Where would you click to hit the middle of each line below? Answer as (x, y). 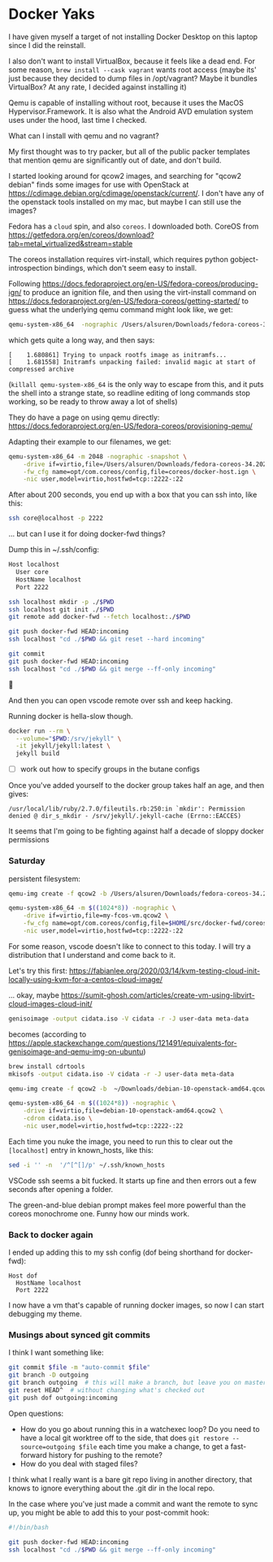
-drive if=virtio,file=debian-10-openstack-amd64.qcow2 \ (123, 1111)
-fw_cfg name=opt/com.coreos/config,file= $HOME (105, 924)
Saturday (27, 861)
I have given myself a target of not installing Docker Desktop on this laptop (133, 37)
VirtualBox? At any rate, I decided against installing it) (97, 87)
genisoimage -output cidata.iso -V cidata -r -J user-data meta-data (129, 1018)
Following (24, 283)
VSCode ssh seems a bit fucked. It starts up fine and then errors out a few (133, 1181)
